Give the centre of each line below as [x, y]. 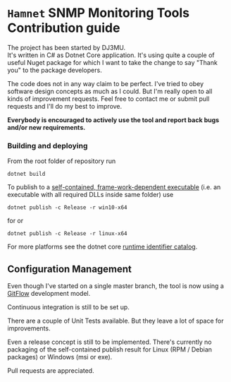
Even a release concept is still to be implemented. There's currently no [110, 342]
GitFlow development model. [49, 294]
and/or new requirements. [46, 127]
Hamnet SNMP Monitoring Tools [99, 13]
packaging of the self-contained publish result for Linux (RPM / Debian [110, 350]
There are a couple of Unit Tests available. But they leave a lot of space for [115, 321]
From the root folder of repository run [62, 161]
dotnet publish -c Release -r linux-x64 [68, 234]
